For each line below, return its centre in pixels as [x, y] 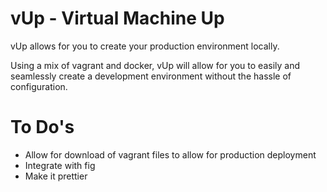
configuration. [39, 86]
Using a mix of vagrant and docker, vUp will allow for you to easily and [155, 65]
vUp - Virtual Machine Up [117, 18]
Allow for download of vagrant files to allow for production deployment [170, 154]
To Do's [42, 127]
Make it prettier [56, 176]
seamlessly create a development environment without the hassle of [151, 76]
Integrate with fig [60, 165]
